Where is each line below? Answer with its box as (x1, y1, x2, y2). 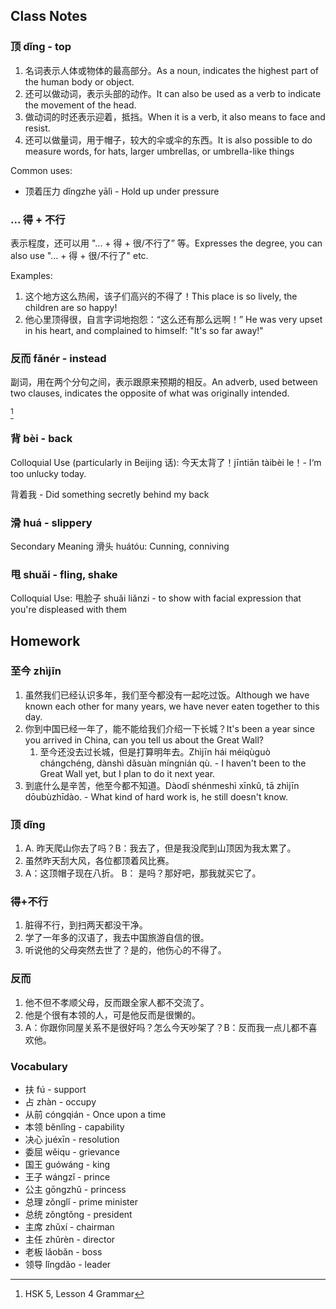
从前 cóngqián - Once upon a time (24, 1109, 167, 1121)
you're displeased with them (10, 604, 128, 616)
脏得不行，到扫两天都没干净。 (24, 919, 148, 931)
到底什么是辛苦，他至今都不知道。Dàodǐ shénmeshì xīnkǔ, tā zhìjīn (24, 779, 300, 791)
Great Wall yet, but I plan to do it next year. (39, 767, 216, 779)
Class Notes (10, 8, 88, 25)
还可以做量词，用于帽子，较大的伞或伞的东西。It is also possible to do (24, 134, 313, 146)
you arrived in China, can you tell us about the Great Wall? (24, 734, 264, 746)
